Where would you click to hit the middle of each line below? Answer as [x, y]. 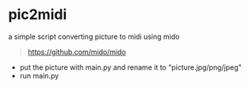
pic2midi [38, 15]
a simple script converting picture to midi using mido [94, 36]
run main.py [39, 75]
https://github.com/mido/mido [77, 52]
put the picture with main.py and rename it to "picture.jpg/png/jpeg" [130, 67]
